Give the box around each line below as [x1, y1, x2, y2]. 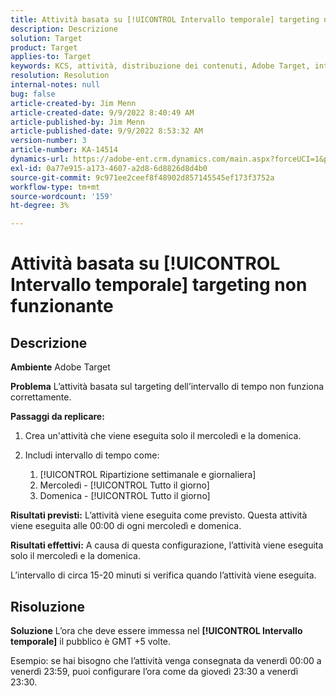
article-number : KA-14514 [10, 145, 118, 155]
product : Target [10, 42, 78, 53]
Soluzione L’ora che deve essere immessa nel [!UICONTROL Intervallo [10, 624, 303, 636]
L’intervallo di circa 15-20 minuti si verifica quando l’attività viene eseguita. [10, 569, 317, 581]
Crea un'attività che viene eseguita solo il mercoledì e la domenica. [24, 430, 302, 442]
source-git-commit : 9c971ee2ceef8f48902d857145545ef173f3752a [10, 172, 275, 183]
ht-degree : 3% [10, 201, 70, 211]
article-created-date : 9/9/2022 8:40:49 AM [10, 107, 195, 118]
